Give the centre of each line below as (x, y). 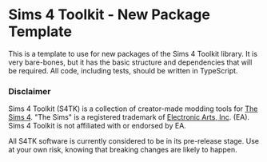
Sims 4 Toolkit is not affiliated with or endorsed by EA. (97, 126)
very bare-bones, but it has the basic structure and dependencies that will (130, 62)
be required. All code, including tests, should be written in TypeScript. (123, 70)
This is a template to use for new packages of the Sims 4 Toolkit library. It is (133, 53)
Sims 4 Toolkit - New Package (109, 15)
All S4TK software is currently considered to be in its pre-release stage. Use (134, 141)
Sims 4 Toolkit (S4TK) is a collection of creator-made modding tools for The (133, 109)
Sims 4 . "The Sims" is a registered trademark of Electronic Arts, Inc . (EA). (129, 117)
